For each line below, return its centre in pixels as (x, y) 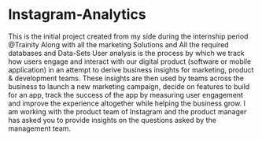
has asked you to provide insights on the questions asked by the (112, 120)
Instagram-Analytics (77, 15)
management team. (40, 128)
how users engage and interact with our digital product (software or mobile (130, 61)
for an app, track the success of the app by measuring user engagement (126, 95)
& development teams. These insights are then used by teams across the (126, 78)
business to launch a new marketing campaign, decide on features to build (129, 86)
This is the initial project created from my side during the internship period (128, 36)
